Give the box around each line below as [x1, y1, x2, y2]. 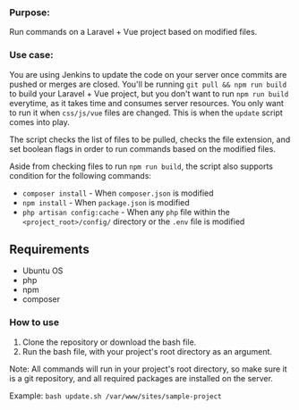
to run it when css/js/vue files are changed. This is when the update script [9, 107, 284, 118]
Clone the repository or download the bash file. [21, 337, 197, 347]
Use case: [9, 49, 54, 62]
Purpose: [9, 6, 51, 19]
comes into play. [9, 116, 70, 127]
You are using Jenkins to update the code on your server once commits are [9, 69, 287, 79]
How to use [9, 316, 60, 329]
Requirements [9, 241, 90, 256]
